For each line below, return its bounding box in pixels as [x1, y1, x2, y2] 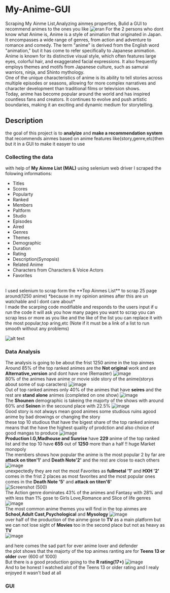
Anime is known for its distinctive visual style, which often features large [5, 52, 156, 59]
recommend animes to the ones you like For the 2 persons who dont [5, 25, 164, 32]
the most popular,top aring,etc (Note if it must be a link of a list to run [5, 320, 150, 327]
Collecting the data [5, 153, 53, 160]
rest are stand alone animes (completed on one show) [5, 392, 119, 398]
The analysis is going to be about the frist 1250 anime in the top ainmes [5, 360, 155, 366]
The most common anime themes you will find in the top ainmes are [5, 506, 147, 512]
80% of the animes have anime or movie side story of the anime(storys [5, 376, 154, 382]
